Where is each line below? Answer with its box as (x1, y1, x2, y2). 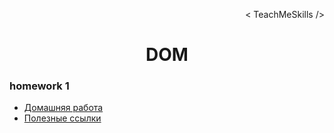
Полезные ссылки (23, 112, 102, 124)
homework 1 (9, 79, 70, 93)
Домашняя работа (23, 102, 104, 114)
